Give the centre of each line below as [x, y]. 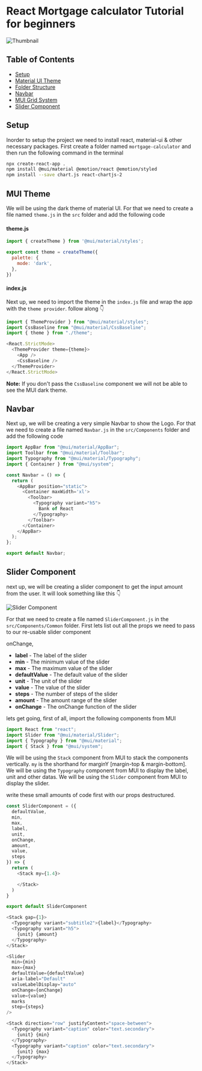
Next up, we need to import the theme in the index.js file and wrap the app [99, 302]
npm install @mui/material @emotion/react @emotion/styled [82, 169]
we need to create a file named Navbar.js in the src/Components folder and [98, 430]
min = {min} [24, 962]
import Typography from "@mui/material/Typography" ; [74, 459]
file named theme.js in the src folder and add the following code [86, 215]
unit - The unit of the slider [48, 681]
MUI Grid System [36, 100]
